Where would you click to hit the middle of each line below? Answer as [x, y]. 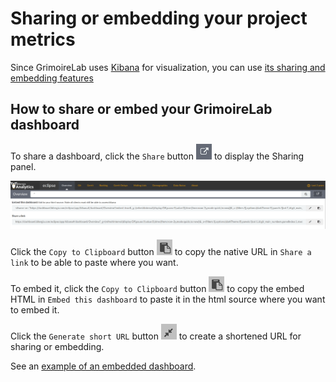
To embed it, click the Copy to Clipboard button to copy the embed [157, 289]
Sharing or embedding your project [159, 18]
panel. [23, 166]
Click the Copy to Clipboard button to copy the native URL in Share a [161, 252]
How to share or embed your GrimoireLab [141, 109]
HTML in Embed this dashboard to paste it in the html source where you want [168, 299]
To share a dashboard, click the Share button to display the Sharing [157, 156]
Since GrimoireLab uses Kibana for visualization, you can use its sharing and [168, 67]
